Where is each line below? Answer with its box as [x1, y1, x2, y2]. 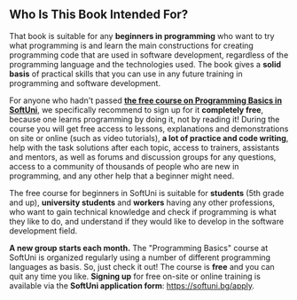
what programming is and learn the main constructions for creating [9, 40, 254, 51]
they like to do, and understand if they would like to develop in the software [9, 216, 285, 226]
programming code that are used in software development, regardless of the [9, 49, 289, 60]
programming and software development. [9, 77, 161, 88]
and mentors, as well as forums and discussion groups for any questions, [9, 151, 277, 162]
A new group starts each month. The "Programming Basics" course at [9, 242, 269, 253]
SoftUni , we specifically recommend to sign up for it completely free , [9, 104, 264, 114]
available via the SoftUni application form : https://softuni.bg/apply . [9, 280, 255, 291]
